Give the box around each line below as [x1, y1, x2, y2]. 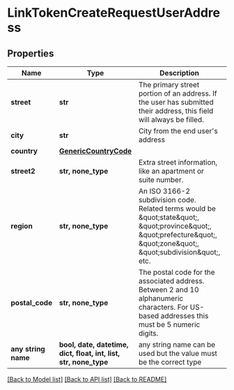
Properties [7, 47, 54, 59]
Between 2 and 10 [138, 285, 200, 294]
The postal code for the [138, 267, 215, 277]
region [10, 221, 33, 231]
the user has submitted [138, 98, 214, 107]
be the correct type [138, 357, 202, 367]
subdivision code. [138, 195, 196, 204]
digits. [138, 329, 159, 338]
